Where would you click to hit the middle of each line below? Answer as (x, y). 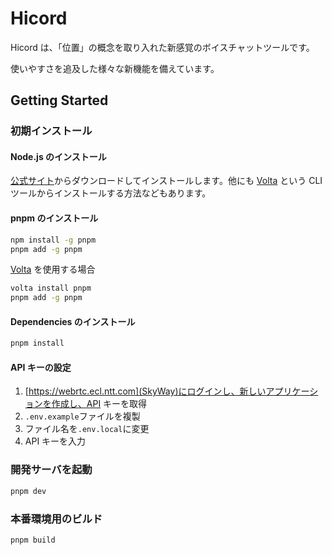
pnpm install (37, 343)
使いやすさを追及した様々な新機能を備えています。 (115, 68)
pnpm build (33, 540)
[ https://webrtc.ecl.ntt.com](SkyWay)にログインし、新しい (145, 391)
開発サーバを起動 (51, 470)
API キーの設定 (41, 367)
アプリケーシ (292, 391)
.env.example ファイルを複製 (82, 416)
